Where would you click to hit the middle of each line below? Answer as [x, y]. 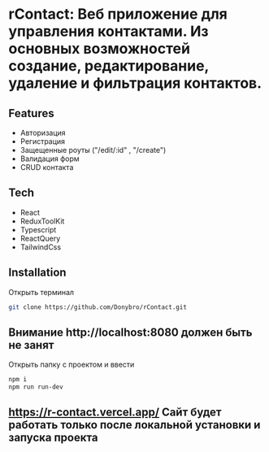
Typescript [38, 229]
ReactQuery [40, 238]
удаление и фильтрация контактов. [135, 83]
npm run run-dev [36, 387]
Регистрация [43, 141]
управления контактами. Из [108, 31]
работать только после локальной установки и [134, 425]
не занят [31, 345]
